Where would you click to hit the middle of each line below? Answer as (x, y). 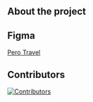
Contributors (36, 74)
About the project (47, 12)
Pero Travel (24, 53)
